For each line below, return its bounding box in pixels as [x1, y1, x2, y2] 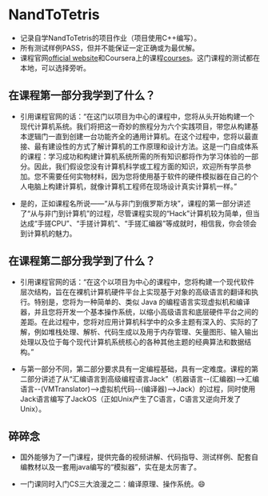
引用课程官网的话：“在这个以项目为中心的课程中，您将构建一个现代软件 [19, 277, 254, 286]
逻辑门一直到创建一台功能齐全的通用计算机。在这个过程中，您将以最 [26, 131, 252, 141]
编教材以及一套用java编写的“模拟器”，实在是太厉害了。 [19, 462, 202, 472]
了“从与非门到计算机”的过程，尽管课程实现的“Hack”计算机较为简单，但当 [19, 208, 260, 218]
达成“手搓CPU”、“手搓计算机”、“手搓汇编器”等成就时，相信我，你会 [19, 218, 243, 228]
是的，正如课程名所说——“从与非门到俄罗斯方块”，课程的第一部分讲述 [19, 198, 251, 208]
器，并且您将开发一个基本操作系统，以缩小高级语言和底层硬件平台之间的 [19, 306, 258, 317]
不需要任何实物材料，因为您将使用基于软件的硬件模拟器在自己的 [41, 171, 252, 181]
